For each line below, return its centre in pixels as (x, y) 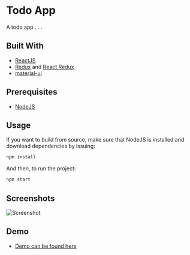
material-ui (28, 73)
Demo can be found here (46, 246)
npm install (21, 157)
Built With (25, 46)
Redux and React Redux (44, 67)
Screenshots (31, 198)
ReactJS (25, 60)
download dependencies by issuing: (51, 146)
